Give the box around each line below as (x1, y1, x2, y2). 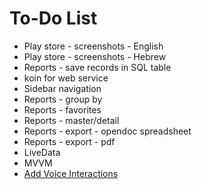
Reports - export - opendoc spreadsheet (23, 125, 192, 137)
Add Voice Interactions (23, 167, 119, 179)
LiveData (23, 146, 61, 158)
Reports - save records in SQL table (23, 61, 172, 73)
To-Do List (9, 7, 98, 30)
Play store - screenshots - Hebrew (23, 50, 167, 62)
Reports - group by (23, 93, 103, 105)
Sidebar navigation (23, 82, 102, 94)
